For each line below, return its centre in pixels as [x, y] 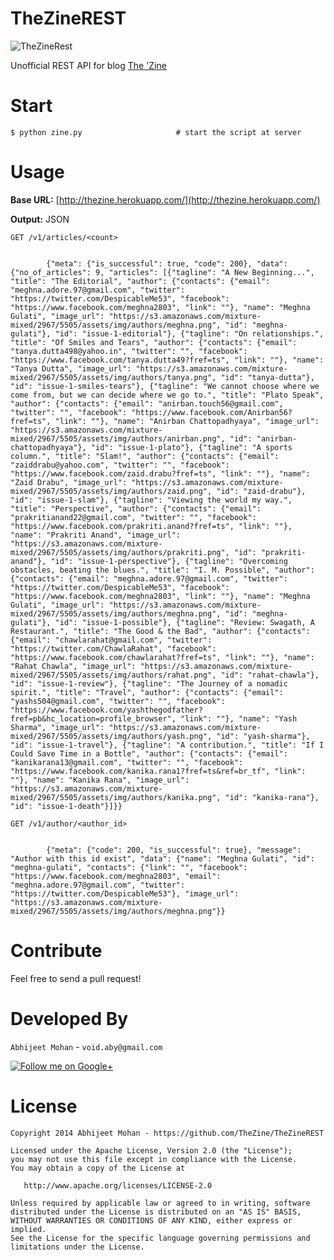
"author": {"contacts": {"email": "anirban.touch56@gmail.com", [147, 403]
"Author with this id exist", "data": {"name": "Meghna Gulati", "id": [162, 858]
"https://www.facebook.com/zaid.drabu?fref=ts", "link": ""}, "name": [160, 473]
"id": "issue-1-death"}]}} [66, 806]
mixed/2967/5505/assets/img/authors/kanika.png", [116, 797]
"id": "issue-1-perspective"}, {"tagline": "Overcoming [169, 561]
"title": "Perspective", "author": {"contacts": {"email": [136, 508]
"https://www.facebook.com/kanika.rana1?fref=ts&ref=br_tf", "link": [158, 771]
